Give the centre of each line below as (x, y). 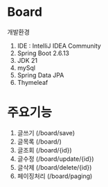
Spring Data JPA (40, 75)
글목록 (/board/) (39, 141)
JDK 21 (27, 60)
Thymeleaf (33, 82)
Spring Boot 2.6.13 (43, 53)
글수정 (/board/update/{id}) (56, 159)
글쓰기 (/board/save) (46, 132)
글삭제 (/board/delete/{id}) (54, 167)
